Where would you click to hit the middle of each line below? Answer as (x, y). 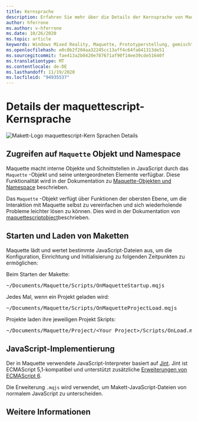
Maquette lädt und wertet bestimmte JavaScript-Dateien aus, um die (89, 250)
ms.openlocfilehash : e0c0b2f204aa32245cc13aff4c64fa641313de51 (85, 50)
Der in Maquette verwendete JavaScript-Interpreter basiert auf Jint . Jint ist (97, 363)
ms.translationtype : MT (35, 61)
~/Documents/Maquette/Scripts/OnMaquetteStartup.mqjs (85, 285)
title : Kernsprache (30, 12)
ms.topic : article (29, 39)
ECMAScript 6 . (24, 376)
